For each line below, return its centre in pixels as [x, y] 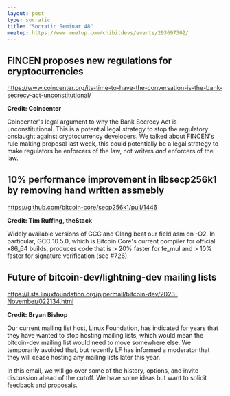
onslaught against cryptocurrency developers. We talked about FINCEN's [111, 136]
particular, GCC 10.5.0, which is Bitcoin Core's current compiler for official [111, 241]
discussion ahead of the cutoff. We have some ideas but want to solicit [107, 377]
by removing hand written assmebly [86, 191]
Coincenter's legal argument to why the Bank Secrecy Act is [92, 122]
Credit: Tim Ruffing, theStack [50, 220]
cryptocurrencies [45, 71]
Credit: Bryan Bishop [37, 314]
